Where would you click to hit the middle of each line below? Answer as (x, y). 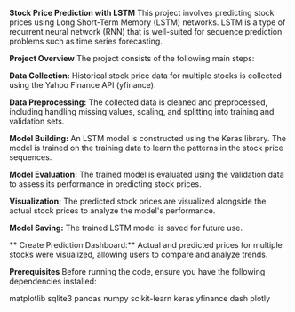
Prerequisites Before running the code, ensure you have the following (137, 272)
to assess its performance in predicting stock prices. (105, 184)
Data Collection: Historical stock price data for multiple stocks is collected (146, 76)
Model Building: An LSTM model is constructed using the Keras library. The (148, 138)
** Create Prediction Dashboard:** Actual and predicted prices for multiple (146, 245)
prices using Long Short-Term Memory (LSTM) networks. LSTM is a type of (147, 22)
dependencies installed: (53, 281)
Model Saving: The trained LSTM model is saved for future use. (126, 228)
